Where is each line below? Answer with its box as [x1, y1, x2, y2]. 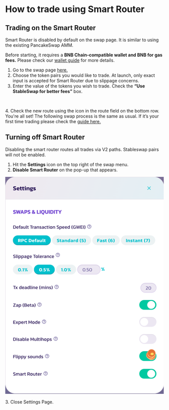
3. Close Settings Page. [5, 399, 54, 405]
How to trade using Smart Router [5, 4, 145, 15]
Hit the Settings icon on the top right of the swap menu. [12, 161, 129, 167]
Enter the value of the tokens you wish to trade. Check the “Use [12, 83, 145, 89]
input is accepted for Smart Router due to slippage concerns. [12, 78, 139, 83]
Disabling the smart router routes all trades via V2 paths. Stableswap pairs [5, 146, 159, 152]
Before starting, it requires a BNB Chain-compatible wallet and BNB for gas [5, 52, 162, 58]
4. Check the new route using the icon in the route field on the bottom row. [5, 108, 159, 114]
